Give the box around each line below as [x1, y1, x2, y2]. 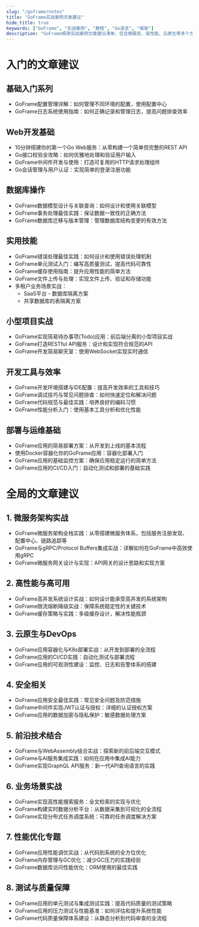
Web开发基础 [6, 127, 55, 137]
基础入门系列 [6, 84, 53, 94]
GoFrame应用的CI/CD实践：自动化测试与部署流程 [14, 653, 135, 661]
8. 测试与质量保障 [6, 882, 70, 893]
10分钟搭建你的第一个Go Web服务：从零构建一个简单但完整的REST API [14, 144, 188, 151]
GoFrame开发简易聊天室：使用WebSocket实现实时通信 [14, 348, 149, 355]
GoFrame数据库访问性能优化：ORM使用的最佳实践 [14, 863, 138, 871]
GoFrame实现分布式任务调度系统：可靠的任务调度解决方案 [14, 813, 157, 820]
